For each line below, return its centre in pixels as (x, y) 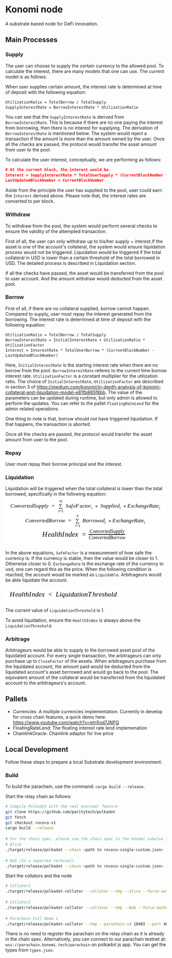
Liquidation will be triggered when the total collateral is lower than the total (84, 489)
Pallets (16, 699)
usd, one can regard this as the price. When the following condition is (79, 569)
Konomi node (34, 10)
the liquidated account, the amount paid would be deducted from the (78, 666)
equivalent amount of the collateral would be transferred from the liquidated (85, 678)
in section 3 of (20, 387)
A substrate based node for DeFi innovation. (52, 24)
